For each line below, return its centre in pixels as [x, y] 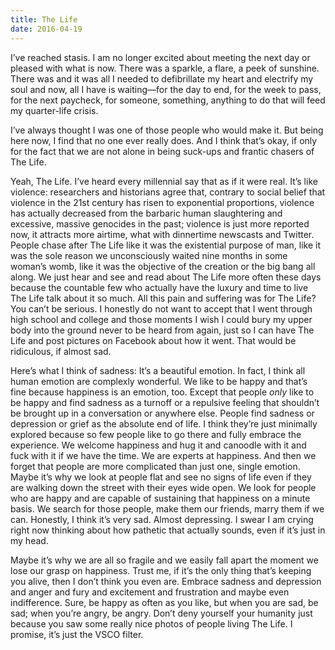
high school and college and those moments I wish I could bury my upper [161, 319]
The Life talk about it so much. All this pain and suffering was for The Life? [163, 298]
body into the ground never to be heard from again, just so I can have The [162, 330]
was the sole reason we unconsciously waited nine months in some [149, 255]
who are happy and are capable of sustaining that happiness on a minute [160, 498]
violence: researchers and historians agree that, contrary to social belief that [168, 192]
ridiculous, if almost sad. [61, 351]
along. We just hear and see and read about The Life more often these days [166, 277]
